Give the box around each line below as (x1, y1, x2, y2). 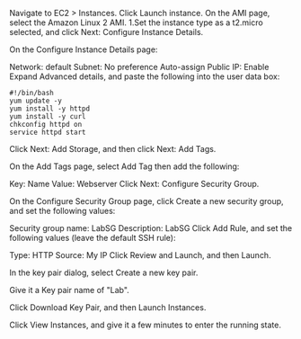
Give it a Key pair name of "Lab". (9, 285, 130, 295)
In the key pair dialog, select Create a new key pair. (9, 267, 199, 278)
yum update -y (9, 96, 63, 105)
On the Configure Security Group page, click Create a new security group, (9, 196, 285, 206)
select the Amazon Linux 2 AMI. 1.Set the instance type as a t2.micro (9, 17, 263, 28)
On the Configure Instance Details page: (9, 44, 158, 55)
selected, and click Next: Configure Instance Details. (9, 27, 204, 37)
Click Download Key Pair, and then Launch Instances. (9, 302, 207, 313)
